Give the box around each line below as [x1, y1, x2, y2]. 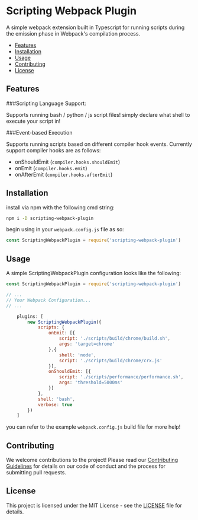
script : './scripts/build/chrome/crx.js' [59, 358, 163, 363]
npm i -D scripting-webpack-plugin [6, 215, 94, 221]
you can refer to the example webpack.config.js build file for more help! [6, 423, 181, 430]
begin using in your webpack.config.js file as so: [6, 226, 124, 233]
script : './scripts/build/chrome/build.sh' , [59, 336, 170, 342]
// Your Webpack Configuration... [6, 297, 92, 303]
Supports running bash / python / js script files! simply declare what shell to [6, 111, 190, 118]
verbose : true [37, 401, 73, 407]
